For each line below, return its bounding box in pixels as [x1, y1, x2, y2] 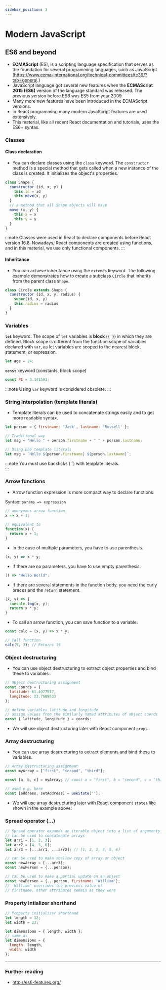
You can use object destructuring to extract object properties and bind [12, 665, 156, 671]
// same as [5, 933, 28, 939]
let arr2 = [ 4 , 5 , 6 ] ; [5, 842, 52, 847]
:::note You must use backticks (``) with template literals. [5, 460, 120, 466]
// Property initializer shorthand [5, 910, 79, 915]
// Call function [5, 638, 41, 643]
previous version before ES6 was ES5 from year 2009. [12, 92, 123, 99]
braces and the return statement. [12, 587, 81, 593]
